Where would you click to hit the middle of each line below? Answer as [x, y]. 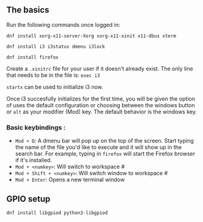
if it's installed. [33, 160]
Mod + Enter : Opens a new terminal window [70, 180]
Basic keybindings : [36, 127]
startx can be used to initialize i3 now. [55, 87]
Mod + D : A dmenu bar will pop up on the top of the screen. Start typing [104, 141]
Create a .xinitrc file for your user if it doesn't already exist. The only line [100, 68]
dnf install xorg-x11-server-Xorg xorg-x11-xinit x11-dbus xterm [91, 36]
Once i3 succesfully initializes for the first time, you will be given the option [101, 98]
